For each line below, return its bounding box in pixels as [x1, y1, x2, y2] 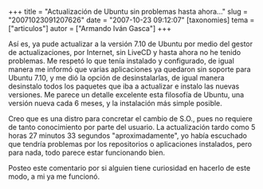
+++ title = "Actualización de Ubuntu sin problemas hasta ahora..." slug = [8, 7, 249, 16]
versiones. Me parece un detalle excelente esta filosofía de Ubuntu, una [8, 90, 245, 99]
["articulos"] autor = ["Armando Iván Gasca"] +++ [8, 24, 172, 33]
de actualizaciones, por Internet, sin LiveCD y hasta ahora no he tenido [8, 48, 241, 57]
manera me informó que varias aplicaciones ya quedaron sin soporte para [8, 65, 251, 74]
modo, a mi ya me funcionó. [8, 171, 100, 181]
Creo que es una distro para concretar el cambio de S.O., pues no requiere [8, 114, 253, 123]
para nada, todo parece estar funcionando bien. [8, 148, 166, 157]
